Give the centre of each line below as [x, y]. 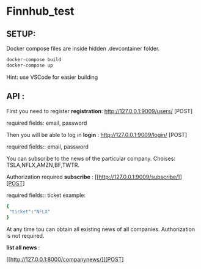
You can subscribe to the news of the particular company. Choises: [91, 158]
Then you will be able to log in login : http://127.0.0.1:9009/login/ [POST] [97, 134]
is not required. [25, 236]
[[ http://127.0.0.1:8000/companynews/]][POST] [65, 260]
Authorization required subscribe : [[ [53, 177]
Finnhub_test [40, 11]
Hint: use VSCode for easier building [52, 77]
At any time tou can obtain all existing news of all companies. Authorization [101, 229]
